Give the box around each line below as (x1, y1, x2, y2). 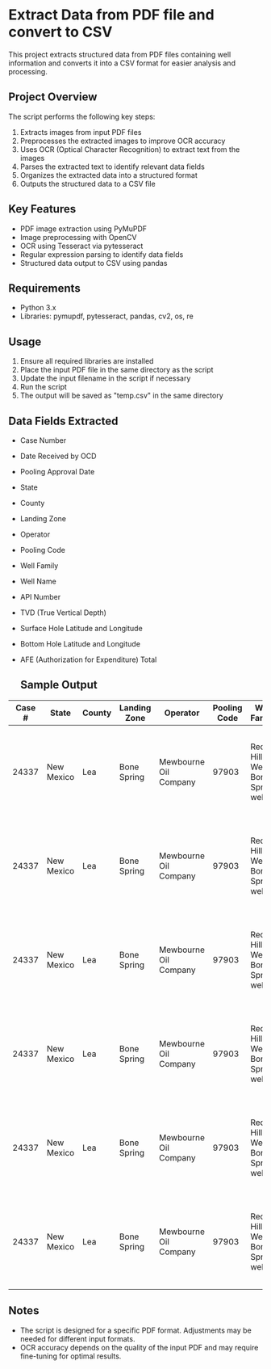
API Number (19, 592, 61, 601)
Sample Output (19, 678, 98, 692)
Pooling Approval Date (19, 467, 95, 476)
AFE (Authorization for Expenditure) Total (19, 655, 157, 664)
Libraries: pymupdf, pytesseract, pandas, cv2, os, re (19, 311, 194, 321)
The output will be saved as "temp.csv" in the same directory (19, 390, 223, 401)
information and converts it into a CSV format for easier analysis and (8, 58, 236, 68)
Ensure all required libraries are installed (19, 356, 154, 366)
